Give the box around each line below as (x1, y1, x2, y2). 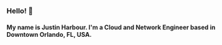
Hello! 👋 (6, 6, 34, 16)
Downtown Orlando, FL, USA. (6, 30, 92, 38)
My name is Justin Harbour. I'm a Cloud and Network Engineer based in (6, 23, 216, 31)
